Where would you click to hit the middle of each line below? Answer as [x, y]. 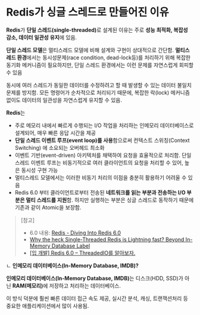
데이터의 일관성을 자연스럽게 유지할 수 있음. [72, 100]
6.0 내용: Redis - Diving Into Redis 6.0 [75, 233]
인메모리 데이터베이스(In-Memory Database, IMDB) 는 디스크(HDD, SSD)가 [95, 278]
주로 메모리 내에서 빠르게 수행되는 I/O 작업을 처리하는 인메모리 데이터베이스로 [104, 125]
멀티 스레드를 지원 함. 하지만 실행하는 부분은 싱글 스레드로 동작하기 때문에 [110, 200]
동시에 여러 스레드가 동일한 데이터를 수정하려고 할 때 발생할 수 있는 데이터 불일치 [99, 85]
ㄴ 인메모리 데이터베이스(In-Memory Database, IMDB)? [72, 265]
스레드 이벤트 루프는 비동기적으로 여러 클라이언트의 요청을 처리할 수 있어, [99, 162]
